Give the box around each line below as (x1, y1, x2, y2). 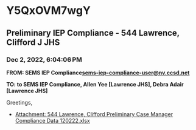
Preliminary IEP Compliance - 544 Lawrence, (6, 28, 180, 38)
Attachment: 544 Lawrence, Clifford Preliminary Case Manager (15, 110, 173, 118)
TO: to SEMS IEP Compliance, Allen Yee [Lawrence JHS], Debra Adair (6, 80, 184, 88)
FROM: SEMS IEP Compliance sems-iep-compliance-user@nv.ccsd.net (6, 69, 190, 76)
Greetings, (6, 99, 33, 106)
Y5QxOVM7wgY (6, 4, 91, 18)
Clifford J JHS (6, 37, 60, 47)
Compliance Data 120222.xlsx (15, 117, 90, 124)
